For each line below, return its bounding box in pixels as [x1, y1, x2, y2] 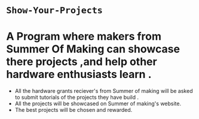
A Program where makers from [6, 30, 162, 43]
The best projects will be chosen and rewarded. [14, 107, 133, 114]
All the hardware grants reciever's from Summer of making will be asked [14, 87, 193, 95]
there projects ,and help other [6, 55, 157, 68]
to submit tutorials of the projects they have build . [14, 94, 139, 101]
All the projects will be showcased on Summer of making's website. [14, 100, 181, 107]
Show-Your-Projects [6, 5, 103, 16]
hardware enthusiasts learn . [6, 68, 152, 82]
